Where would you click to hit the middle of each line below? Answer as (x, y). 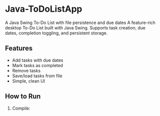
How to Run (23, 96)
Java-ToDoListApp (44, 9)
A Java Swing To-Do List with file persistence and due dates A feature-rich (80, 23)
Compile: (21, 108)
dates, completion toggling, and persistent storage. (56, 33)
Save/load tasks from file (37, 76)
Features (19, 48)
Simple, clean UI (29, 81)
